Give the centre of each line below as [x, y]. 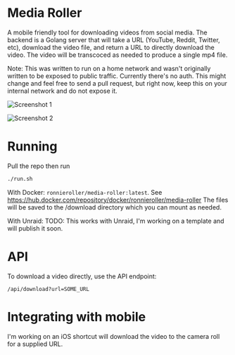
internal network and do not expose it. [62, 91]
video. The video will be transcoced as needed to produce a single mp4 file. [118, 55]
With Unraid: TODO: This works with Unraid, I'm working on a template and [116, 221]
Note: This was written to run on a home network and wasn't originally [109, 68]
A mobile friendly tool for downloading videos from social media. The [107, 32]
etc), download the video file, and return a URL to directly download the [111, 47]
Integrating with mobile [77, 317]
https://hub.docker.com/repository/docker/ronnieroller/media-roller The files [118, 200]
